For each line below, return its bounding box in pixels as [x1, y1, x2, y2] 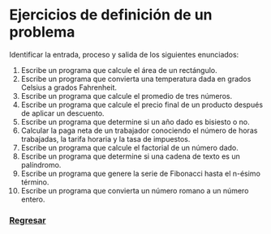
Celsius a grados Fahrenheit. [20, 83, 117, 92]
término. [20, 177, 49, 187]
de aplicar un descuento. [20, 108, 105, 118]
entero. [20, 194, 45, 204]
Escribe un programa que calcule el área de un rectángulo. [20, 65, 217, 74]
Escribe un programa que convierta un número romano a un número [20, 185, 249, 195]
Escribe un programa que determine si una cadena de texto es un [20, 151, 240, 161]
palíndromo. [20, 160, 62, 169]
